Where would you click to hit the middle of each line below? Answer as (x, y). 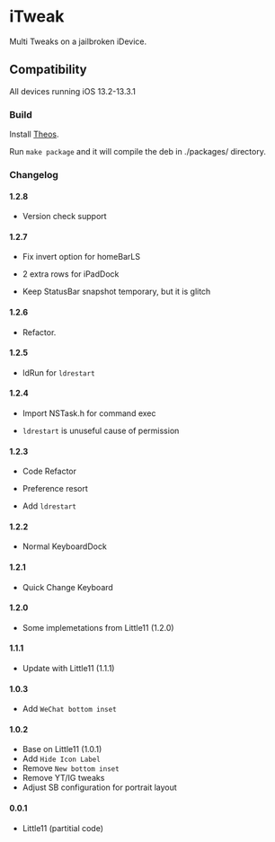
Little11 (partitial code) (63, 828)
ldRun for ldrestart (59, 372)
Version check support (64, 217)
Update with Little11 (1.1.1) (68, 668)
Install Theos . (34, 134)
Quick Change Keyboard (68, 587)
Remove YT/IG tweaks (63, 778)
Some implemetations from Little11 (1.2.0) (98, 627)
